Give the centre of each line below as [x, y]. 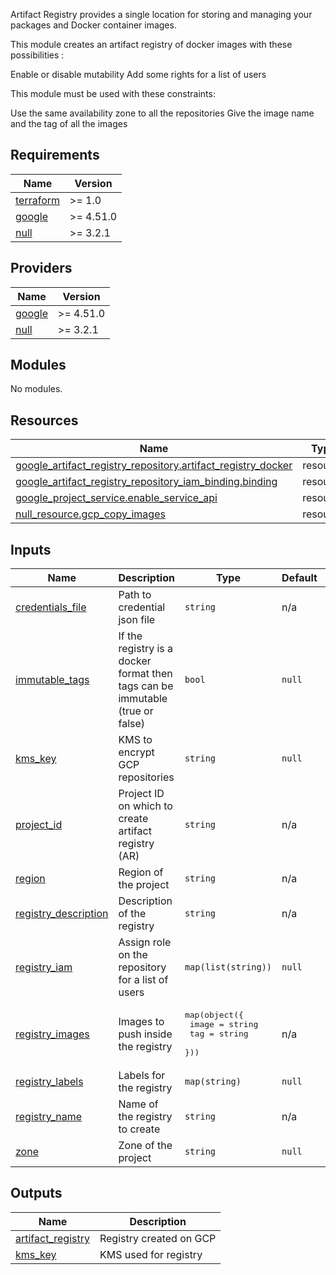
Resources [44, 420]
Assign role [145, 942]
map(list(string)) [228, 967]
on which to [145, 806]
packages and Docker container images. [93, 25]
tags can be [146, 686]
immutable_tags [52, 680]
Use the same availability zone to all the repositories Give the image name [162, 113]
